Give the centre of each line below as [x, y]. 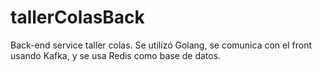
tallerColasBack [77, 17]
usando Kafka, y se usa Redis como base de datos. [116, 55]
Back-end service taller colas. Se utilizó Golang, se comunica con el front [161, 45]
